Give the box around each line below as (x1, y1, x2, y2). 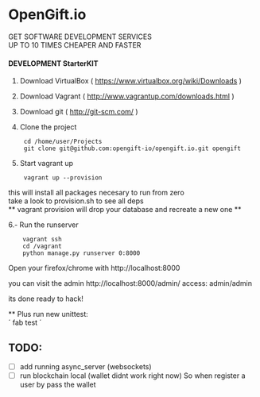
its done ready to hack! (8, 294, 83, 303)
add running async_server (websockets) (19, 361, 153, 371)
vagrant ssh (22, 236, 62, 244)
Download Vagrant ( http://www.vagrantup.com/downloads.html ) (19, 91, 235, 101)
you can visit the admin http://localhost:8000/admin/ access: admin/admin (8, 279, 253, 288)
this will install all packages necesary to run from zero (8, 188, 184, 198)
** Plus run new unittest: (8, 310, 89, 319)
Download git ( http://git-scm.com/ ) (19, 107, 138, 117)
